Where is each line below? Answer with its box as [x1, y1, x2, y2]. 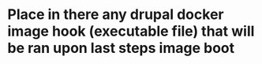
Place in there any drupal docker [7, 6, 224, 24]
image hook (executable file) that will [7, 22, 255, 40]
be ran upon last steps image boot [7, 40, 234, 57]
